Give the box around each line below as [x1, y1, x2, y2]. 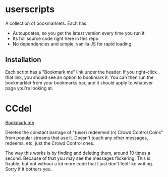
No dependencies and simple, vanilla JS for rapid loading [12, 40, 132, 47]
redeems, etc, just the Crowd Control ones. [5, 140, 95, 146]
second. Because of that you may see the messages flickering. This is [5, 155, 151, 161]
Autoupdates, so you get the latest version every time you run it [12, 30, 145, 36]
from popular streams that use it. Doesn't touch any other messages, [5, 135, 148, 141]
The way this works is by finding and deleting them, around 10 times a [5, 150, 150, 156]
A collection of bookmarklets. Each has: [5, 20, 88, 26]
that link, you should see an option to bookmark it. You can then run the [5, 74, 154, 80]
